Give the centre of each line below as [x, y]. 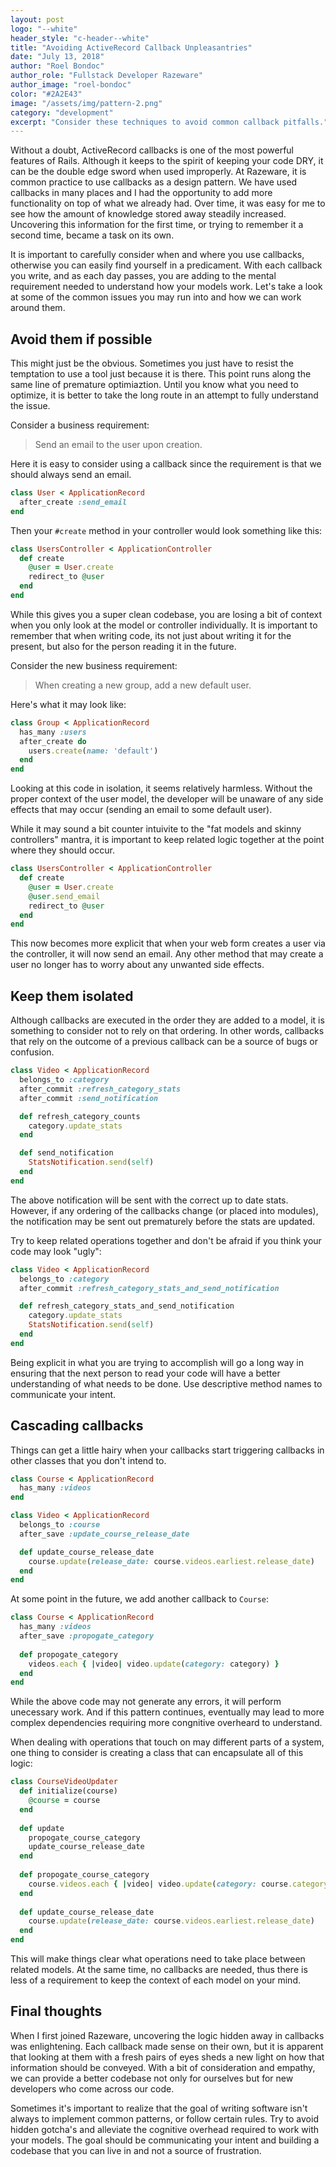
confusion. [32, 1052]
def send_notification [66, 1153]
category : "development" [62, 112]
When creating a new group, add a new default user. [143, 685]
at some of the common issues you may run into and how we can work [156, 297]
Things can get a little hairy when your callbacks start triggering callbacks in [167, 1450]
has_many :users [53, 732]
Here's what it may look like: [68, 704]
